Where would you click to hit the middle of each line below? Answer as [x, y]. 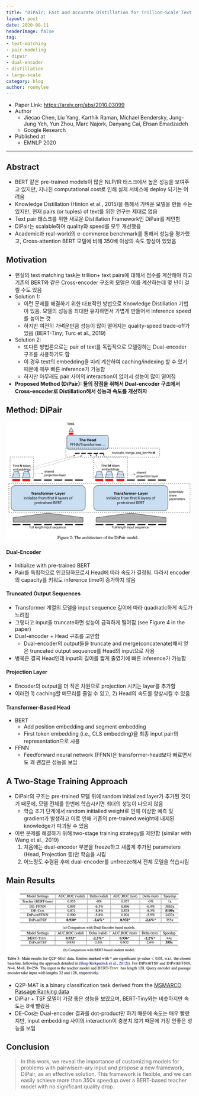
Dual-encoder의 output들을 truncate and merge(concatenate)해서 [103, 643]
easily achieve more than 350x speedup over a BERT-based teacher [104, 1080]
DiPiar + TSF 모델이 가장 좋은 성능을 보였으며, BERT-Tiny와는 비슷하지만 [99, 998]
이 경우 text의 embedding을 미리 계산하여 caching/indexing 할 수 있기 [105, 362]
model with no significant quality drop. [67, 1087]
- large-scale [24, 75]
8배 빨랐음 [38, 1005]
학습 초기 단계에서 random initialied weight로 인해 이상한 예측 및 [98, 811]
